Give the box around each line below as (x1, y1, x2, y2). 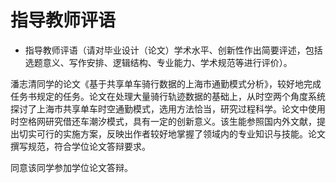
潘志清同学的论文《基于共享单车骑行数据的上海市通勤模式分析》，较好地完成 (10, 77, 322, 90)
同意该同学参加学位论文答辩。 (10, 161, 133, 173)
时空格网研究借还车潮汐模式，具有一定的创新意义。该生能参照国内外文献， (10, 115, 317, 127)
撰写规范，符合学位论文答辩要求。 (10, 140, 151, 152)
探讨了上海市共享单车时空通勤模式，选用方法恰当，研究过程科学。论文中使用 (10, 102, 326, 115)
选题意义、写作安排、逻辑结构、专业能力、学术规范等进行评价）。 (24, 56, 293, 68)
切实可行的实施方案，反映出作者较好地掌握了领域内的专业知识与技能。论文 (18, 127, 326, 140)
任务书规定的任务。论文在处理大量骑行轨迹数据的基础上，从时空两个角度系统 (10, 90, 326, 102)
